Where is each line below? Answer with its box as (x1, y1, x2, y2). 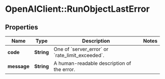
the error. (54, 66, 75, 73)
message (7, 63, 29, 70)
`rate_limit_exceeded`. (54, 52, 105, 58)
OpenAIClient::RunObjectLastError (5, 3, 150, 15)
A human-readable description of (54, 60, 132, 67)
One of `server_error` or (54, 46, 109, 53)
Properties (5, 23, 38, 31)
